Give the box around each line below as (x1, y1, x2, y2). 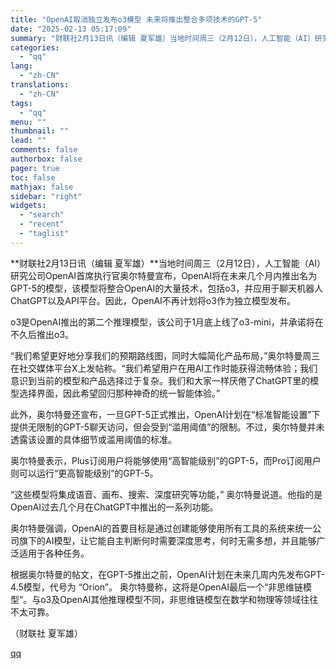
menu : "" (10, 117, 47, 127)
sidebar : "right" (10, 191, 83, 201)
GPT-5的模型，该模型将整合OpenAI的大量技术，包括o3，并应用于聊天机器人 (10, 282, 324, 294)
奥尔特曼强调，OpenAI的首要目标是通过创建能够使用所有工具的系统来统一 (10, 522, 313, 534)
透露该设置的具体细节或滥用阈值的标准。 (10, 433, 177, 445)
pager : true (10, 163, 60, 173)
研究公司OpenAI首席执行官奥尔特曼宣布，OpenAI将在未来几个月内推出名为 (10, 269, 318, 281)
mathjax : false (10, 182, 74, 192)
